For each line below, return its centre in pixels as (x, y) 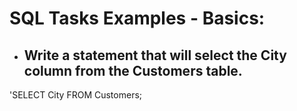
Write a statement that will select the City (155, 55)
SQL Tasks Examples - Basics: (137, 18)
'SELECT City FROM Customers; (76, 95)
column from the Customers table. (133, 70)
